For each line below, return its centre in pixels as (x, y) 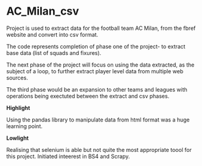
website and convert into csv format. (52, 34)
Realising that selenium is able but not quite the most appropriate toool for (99, 150)
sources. (17, 78)
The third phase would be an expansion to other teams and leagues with (97, 89)
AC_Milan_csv (43, 11)
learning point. (24, 126)
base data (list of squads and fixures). (54, 52)
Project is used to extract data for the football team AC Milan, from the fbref (101, 28)
